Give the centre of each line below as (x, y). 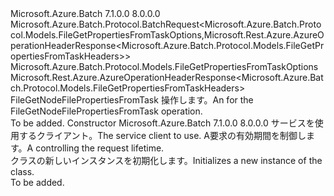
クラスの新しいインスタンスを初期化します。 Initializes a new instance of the (166, 160)
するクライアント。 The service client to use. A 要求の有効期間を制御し (162, 135)
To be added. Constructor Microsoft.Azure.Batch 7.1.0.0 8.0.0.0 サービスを (162, 123)
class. (22, 171)
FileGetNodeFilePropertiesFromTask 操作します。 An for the (132, 100)
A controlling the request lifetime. (95, 148)
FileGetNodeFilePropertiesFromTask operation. (106, 111)
